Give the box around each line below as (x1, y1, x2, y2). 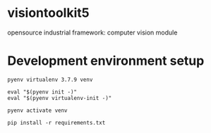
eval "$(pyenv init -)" (7, 88, 78, 96)
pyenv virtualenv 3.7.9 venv (7, 76, 93, 83)
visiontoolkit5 (7, 5, 90, 21)
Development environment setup (7, 53, 205, 69)
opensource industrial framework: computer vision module (7, 28, 178, 37)
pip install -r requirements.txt (7, 119, 106, 126)
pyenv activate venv (7, 107, 68, 114)
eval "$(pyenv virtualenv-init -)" (7, 94, 112, 101)
